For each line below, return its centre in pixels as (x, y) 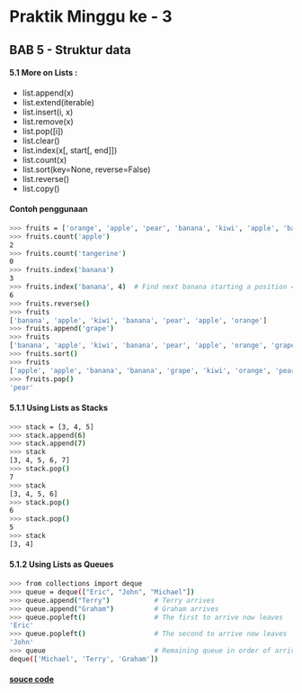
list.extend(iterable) (58, 102)
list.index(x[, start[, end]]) (70, 150)
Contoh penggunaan (49, 209)
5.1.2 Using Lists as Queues (62, 564)
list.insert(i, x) (48, 112)
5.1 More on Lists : (44, 73)
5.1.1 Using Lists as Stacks (59, 408)
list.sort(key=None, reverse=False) (86, 169)
